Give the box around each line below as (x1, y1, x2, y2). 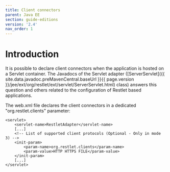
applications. (5, 92, 32, 99)
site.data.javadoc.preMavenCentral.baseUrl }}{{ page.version (5, 76, 134, 82)
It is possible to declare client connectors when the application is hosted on (5, 65, 164, 71)
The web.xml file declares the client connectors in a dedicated (5, 103, 136, 109)
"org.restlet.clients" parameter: (5, 108, 70, 114)
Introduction (5, 48, 59, 60)
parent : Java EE (5, 12, 40, 17)
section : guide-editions (5, 17, 58, 22)
